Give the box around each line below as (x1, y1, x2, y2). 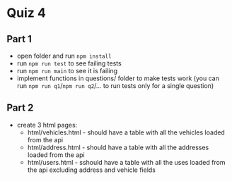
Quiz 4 (6, 5, 47, 21)
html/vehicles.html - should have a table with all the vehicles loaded (27, 128, 226, 137)
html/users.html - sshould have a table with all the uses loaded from (27, 158, 226, 166)
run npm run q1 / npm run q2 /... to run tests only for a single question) (16, 82, 214, 89)
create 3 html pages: (16, 120, 78, 129)
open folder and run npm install (16, 51, 112, 60)
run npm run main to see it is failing (16, 67, 118, 75)
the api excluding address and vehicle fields (27, 166, 156, 174)
